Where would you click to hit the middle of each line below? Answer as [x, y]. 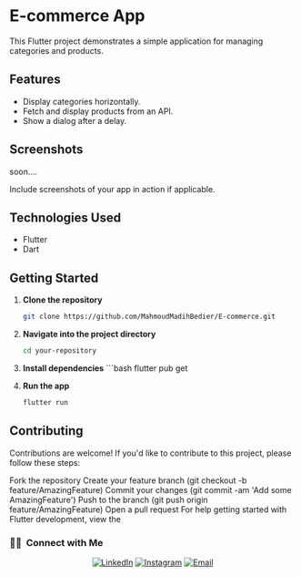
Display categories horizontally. [81, 101]
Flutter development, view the [65, 519]
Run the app [46, 386]
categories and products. [57, 50]
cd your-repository [60, 351]
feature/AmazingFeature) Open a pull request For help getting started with [148, 509]
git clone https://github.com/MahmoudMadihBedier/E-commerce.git [149, 317]
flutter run [45, 402]
